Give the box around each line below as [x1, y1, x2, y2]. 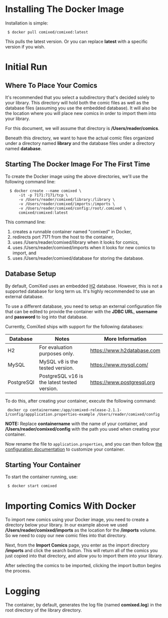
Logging [5, 586, 40, 597]
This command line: [5, 219, 46, 225]
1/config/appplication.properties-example [5, 412, 95, 417]
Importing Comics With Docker [5, 500, 136, 512]
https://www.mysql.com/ [89, 361, 148, 368]
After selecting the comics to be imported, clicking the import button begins [5, 563, 161, 569]
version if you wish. [5, 43, 45, 49]
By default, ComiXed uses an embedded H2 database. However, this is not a [5, 283, 162, 289]
